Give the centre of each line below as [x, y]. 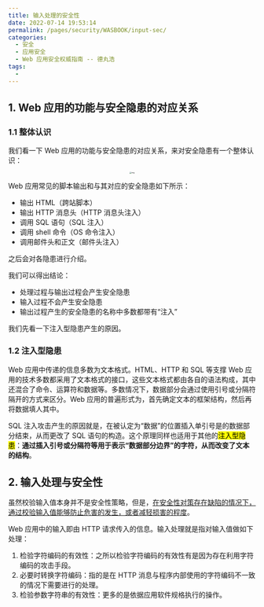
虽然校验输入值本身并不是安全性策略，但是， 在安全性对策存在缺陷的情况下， [132, 502]
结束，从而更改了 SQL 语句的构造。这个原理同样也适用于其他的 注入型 [127, 435]
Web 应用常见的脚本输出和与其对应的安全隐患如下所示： [99, 186]
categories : [27, 37]
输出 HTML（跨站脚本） [58, 203]
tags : [17, 67]
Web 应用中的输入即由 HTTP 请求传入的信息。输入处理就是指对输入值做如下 [131, 529]
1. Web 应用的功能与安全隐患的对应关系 [103, 108]
